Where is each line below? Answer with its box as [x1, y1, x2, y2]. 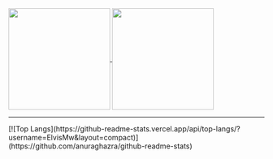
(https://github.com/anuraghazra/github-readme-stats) [8, 141, 193, 151]
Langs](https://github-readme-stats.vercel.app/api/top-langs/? [30, 124, 241, 133]
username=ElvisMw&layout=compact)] [8, 133, 139, 142]
